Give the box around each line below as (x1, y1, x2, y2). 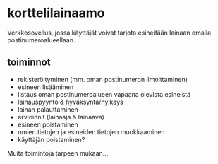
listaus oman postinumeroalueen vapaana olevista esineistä (17, 90, 191, 98)
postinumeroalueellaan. (7, 35, 75, 44)
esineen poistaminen (17, 120, 79, 129)
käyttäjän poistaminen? (17, 135, 85, 143)
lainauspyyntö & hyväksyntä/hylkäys (17, 98, 123, 106)
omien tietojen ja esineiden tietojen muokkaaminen (17, 127, 165, 136)
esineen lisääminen (17, 83, 74, 91)
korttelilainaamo (7, 5, 105, 21)
